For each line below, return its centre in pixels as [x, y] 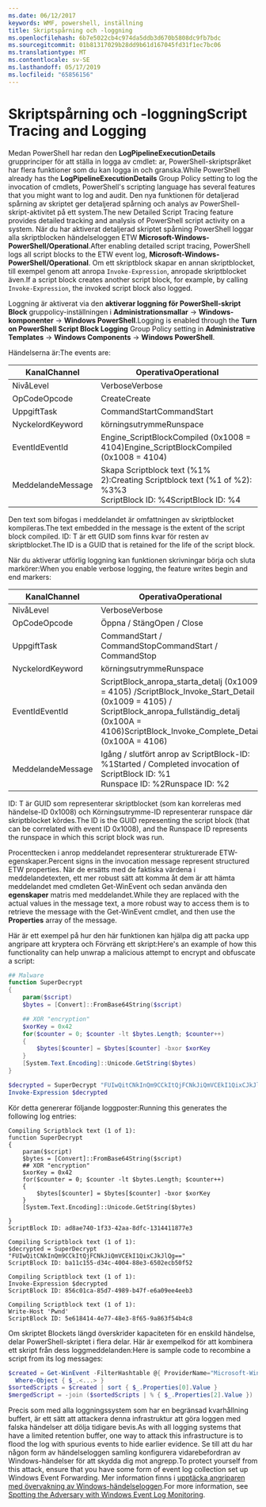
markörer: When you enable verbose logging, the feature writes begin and [128, 568]
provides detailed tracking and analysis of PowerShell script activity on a [127, 220]
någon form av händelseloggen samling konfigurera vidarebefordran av [125, 1453]
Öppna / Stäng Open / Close [152, 623]
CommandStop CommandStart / [159, 646]
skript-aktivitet [32, 212]
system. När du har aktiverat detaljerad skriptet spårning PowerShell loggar [131, 229]
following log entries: [42, 1116]
